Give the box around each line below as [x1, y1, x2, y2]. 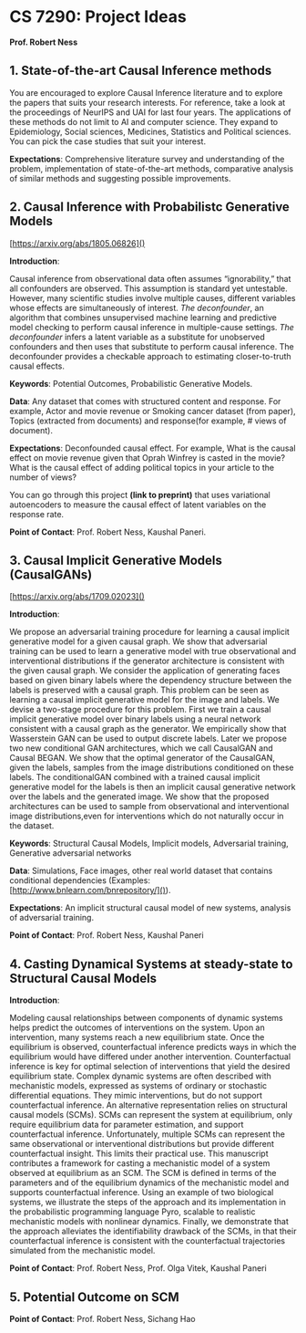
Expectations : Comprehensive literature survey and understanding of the [9, 153, 285, 164]
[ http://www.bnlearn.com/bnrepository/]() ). [9, 885, 171, 896]
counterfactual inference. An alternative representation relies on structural [9, 1099, 289, 1110]
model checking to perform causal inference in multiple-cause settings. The [9, 321, 294, 332]
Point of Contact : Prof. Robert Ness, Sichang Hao [9, 1314, 196, 1324]
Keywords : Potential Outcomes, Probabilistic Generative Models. [9, 378, 253, 389]
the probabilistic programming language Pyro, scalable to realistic [9, 1206, 256, 1217]
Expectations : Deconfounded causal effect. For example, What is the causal [9, 443, 296, 453]
